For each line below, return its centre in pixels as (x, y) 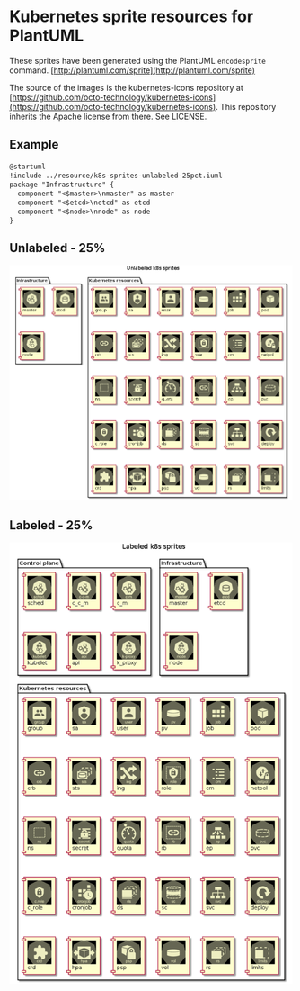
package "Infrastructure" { (62, 185)
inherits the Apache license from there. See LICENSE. (108, 116)
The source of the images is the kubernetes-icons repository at (127, 87)
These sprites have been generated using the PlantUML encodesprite (138, 60)
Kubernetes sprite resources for (132, 17)
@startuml (28, 167)
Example (34, 144)
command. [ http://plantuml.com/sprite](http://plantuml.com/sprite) (132, 70)
